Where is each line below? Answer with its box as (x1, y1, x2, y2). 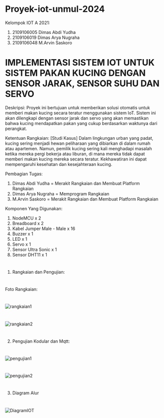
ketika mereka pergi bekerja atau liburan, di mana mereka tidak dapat (5, 151, 145, 157)
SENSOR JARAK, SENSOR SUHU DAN (5, 78, 160, 89)
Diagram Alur (12, 390, 39, 396)
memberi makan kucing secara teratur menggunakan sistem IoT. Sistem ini (5, 110, 156, 116)
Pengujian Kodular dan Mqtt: (12, 338, 70, 344)
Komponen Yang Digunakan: (5, 205, 63, 211)
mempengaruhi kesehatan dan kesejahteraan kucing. (5, 161, 112, 167)
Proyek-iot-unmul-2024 (5, 3, 105, 15)
